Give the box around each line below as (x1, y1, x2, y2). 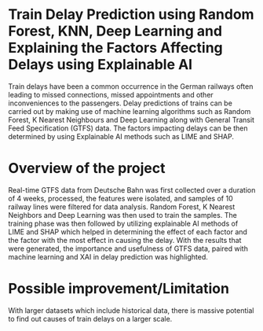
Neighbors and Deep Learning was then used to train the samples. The (8, 210, 237, 219)
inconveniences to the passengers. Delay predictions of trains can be (8, 98, 233, 108)
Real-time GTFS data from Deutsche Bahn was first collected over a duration (8, 185, 256, 194)
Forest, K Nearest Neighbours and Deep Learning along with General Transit (8, 115, 255, 124)
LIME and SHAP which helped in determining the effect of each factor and (8, 226, 247, 237)
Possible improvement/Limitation (8, 280, 230, 298)
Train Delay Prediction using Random (8, 6, 254, 24)
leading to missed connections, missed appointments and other (8, 90, 214, 99)
